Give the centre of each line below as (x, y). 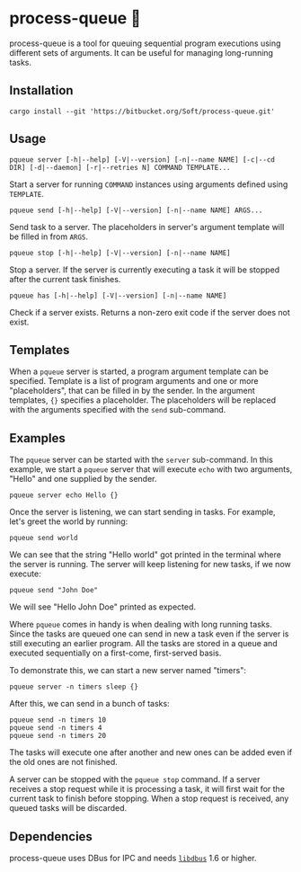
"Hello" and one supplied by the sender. (83, 479)
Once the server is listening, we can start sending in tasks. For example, (142, 512)
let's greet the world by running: (69, 521)
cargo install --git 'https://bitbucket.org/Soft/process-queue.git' (142, 111)
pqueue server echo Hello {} (64, 495)
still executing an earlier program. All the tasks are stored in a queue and (143, 644)
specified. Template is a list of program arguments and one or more (134, 381)
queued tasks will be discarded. (68, 808)
